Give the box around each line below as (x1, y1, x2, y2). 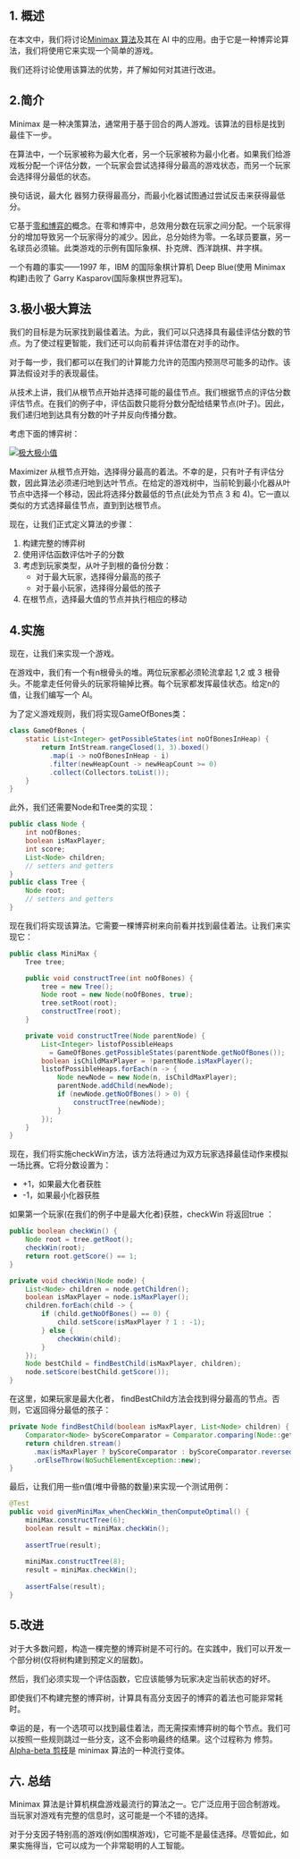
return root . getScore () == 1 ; (25, 1252, 138, 1261)
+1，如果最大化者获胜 (21, 1179, 102, 1190)
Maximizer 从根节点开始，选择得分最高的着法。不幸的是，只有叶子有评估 (9, 466, 277, 477)
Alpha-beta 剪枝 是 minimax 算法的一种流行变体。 (9, 1744, 190, 1755)
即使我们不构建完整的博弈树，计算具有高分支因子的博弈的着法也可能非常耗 (9, 1692, 283, 1702)
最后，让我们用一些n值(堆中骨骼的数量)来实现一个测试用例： (9, 1481, 231, 1492)
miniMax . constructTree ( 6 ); (25, 1515, 126, 1524)
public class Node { (9, 819, 87, 829)
